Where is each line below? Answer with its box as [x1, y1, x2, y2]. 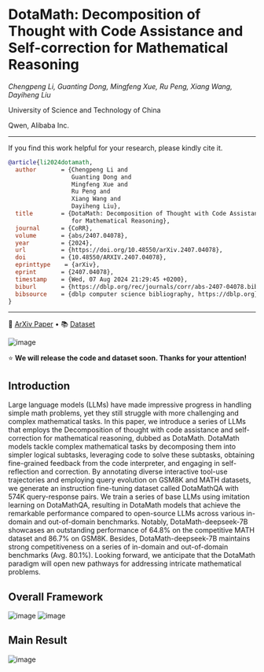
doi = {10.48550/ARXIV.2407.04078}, [15, 253, 167, 261]
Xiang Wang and [71, 195, 122, 203]
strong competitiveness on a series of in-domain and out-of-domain [8, 542, 229, 552]
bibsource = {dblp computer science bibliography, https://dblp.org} [15, 290, 258, 298]
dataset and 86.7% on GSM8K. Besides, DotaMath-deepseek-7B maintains [8, 534, 251, 544]
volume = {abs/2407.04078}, [15, 231, 128, 239]
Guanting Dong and [71, 173, 132, 181]
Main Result [8, 633, 68, 647]
